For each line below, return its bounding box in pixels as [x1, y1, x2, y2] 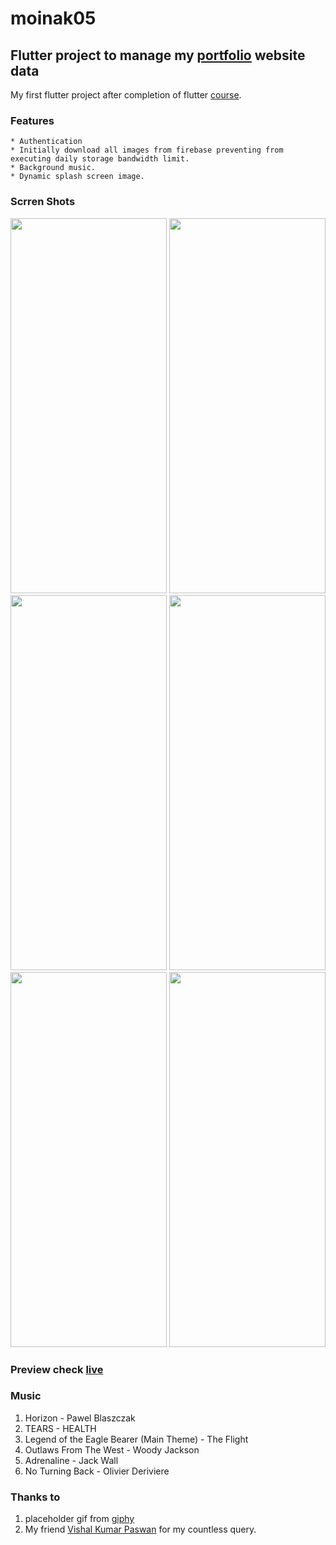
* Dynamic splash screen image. [10, 172, 145, 182]
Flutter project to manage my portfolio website [10, 47, 306, 64]
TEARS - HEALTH [24, 1422, 97, 1434]
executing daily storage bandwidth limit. [10, 154, 190, 164]
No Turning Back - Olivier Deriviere [24, 1465, 170, 1477]
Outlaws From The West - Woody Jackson [24, 1443, 200, 1456]
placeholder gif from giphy [24, 1513, 135, 1525]
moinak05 [10, 7, 97, 30]
